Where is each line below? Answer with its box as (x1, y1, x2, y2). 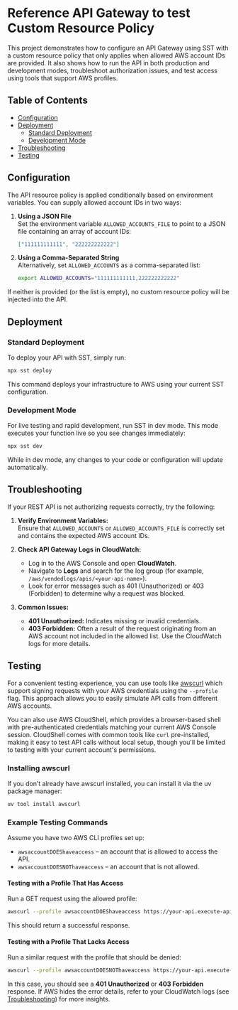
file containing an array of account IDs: (17, 227, 132, 235)
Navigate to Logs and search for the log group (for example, (28, 566, 204, 575)
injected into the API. (7, 295, 69, 303)
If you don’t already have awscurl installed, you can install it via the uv (7, 779, 212, 788)
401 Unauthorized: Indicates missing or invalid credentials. (28, 616, 201, 625)
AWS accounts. (7, 702, 52, 710)
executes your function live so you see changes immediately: (7, 429, 186, 438)
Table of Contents (7, 95, 89, 107)
